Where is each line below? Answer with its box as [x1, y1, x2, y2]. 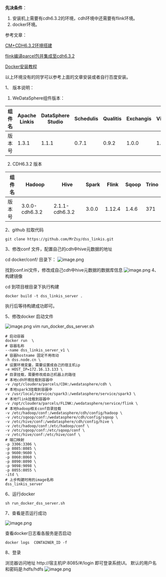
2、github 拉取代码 [5, 227, 44, 233]
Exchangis [126, 115, 152, 122]
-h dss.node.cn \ [5, 357, 41, 362]
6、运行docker [5, 491, 36, 497]
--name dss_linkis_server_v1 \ [5, 348, 70, 353]
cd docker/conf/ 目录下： [5, 257, 57, 262]
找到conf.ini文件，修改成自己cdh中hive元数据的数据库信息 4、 [5, 267, 159, 273]
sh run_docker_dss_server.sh [5, 501, 65, 506]
